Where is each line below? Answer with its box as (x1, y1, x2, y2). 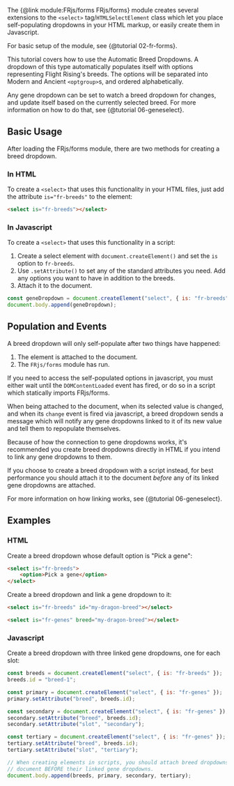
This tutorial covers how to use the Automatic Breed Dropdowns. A (7, 55, 198, 63)
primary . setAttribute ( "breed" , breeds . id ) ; (7, 695, 136, 702)
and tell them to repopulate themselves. (7, 424, 121, 432)
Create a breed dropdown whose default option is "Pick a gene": (7, 551, 193, 560)
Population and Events (7, 321, 107, 333)
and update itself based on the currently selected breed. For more (7, 98, 196, 107)
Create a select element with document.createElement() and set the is (17, 252, 218, 260)
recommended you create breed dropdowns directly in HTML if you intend (7, 445, 221, 453)
